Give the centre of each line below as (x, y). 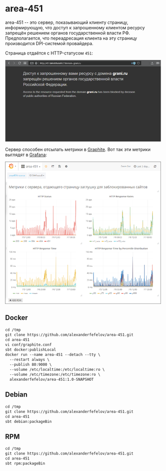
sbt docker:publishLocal (31, 350)
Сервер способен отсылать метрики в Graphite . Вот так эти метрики (78, 149)
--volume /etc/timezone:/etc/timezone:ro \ (55, 374)
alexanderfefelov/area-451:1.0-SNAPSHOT (52, 379)
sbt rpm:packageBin (25, 464)
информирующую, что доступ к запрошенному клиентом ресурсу (75, 27)
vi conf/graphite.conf (28, 345)
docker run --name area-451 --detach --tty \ (53, 354)
